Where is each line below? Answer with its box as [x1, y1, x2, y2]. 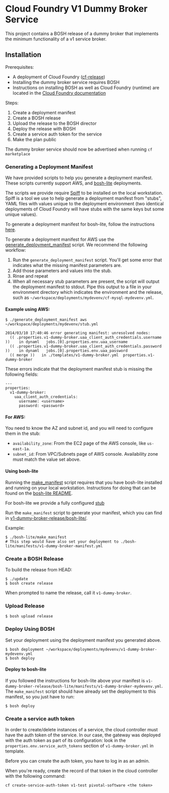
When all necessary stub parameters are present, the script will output [12, 279, 160, 285]
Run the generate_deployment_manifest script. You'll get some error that [12, 257, 162, 263]
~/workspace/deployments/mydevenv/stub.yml [5, 322, 99, 327]
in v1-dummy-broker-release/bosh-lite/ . [5, 515, 88, 521]
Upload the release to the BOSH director [12, 120, 97, 126]
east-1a [12, 447, 29, 452]
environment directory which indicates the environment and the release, [12, 289, 163, 295]
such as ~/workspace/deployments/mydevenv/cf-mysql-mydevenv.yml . [12, 294, 154, 301]
